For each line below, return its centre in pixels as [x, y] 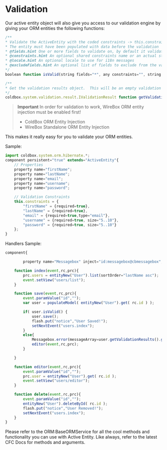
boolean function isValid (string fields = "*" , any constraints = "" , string [83, 74]
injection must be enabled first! [49, 112]
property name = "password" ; [42, 188]
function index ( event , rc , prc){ [46, 271]
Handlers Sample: [23, 244]
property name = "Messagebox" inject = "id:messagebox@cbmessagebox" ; [93, 262]
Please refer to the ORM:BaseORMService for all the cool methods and [78, 432]
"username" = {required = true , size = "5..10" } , [71, 220]
